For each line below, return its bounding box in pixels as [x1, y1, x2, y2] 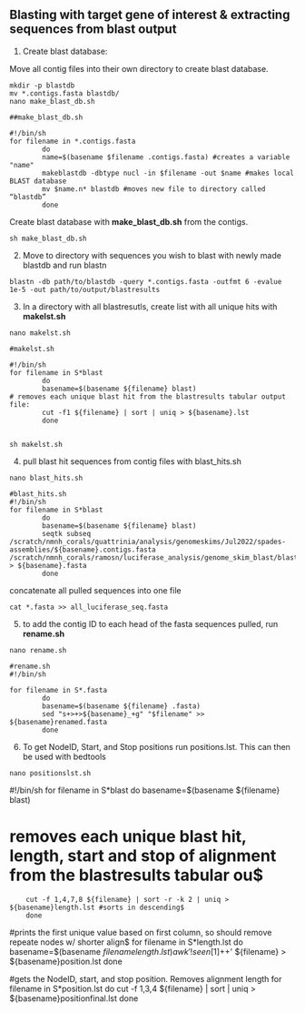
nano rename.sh [9, 645, 67, 654]
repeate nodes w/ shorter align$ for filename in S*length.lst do [9, 937, 243, 947]
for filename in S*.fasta [9, 685, 107, 694]
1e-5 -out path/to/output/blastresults [9, 285, 161, 294]
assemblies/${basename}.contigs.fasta [9, 545, 156, 554]
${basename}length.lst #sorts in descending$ [9, 903, 184, 912]
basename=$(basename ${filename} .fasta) [42, 701, 202, 711]
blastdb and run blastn [22, 259, 107, 270]
